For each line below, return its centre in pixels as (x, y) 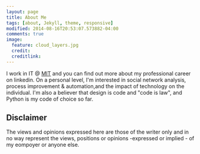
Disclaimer (27, 118)
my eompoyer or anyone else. (43, 145)
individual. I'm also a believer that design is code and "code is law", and (94, 92)
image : (14, 40)
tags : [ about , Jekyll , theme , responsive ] (60, 23)
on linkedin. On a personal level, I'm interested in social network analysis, (96, 80)
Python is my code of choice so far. (50, 99)
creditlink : (27, 56)
